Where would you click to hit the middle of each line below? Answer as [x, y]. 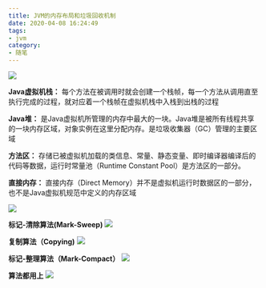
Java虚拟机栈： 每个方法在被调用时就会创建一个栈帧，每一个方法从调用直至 [133, 92]
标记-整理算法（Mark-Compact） [64, 258]
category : [25, 46]
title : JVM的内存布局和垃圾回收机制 [62, 16]
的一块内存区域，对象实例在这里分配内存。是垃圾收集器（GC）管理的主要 [129, 128]
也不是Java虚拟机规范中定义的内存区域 [73, 192]
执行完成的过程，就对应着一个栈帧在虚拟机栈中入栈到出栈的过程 [113, 102]
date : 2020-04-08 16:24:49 [53, 23]
